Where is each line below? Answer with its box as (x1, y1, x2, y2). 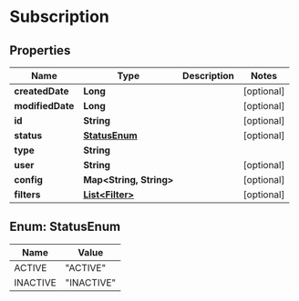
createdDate (14, 85, 69, 97)
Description (181, 70, 235, 82)
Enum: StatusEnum (9, 219, 121, 235)
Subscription (9, 6, 109, 27)
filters (14, 188, 41, 201)
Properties (9, 43, 71, 58)
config (14, 174, 44, 186)
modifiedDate (14, 100, 75, 112)
